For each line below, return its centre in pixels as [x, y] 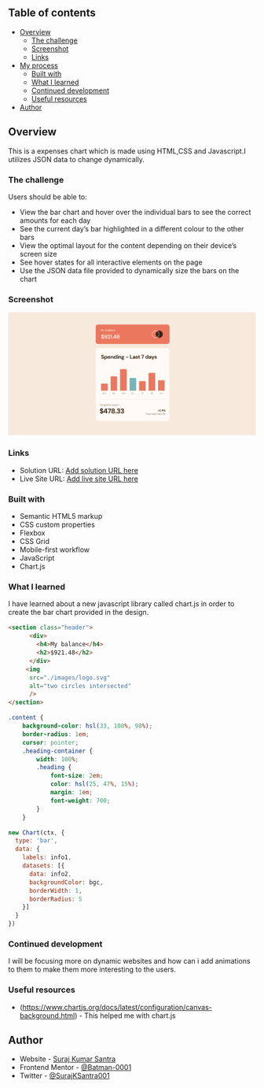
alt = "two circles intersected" [80, 686]
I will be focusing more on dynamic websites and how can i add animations [129, 961]
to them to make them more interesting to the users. [92, 970]
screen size [38, 253]
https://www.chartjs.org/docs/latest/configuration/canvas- [117, 1007]
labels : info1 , [47, 857]
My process [39, 65]
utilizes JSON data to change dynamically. [77, 159]
